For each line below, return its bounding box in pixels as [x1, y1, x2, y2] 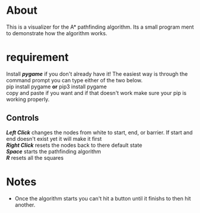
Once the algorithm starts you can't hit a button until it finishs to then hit [14, 195, 191, 202]
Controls [6, 113, 39, 123]
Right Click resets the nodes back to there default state [6, 141, 143, 149]
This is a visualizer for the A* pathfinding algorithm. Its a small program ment [6, 23, 194, 30]
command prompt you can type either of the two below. [6, 76, 143, 84]
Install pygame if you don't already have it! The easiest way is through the [6, 70, 188, 78]
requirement [6, 51, 69, 64]
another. [14, 201, 36, 208]
